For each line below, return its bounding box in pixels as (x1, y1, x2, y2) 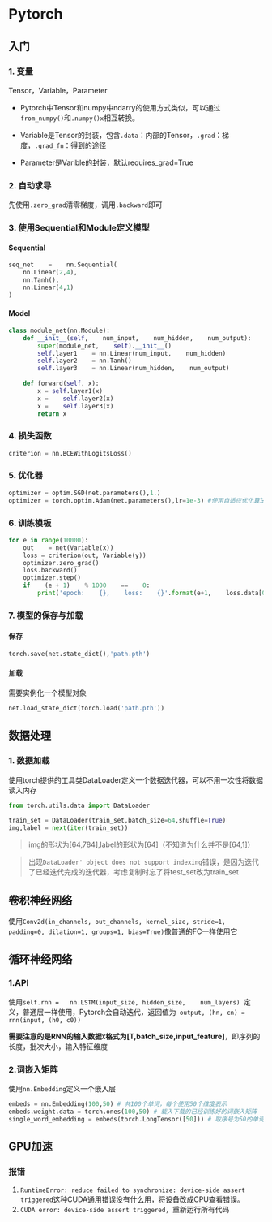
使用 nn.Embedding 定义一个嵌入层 (8, 1083, 116, 1093)
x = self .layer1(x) (37, 386, 104, 395)
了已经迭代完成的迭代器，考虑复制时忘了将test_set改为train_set (28, 867, 239, 877)
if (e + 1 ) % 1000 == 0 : (23, 581, 151, 589)
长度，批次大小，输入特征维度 (8, 1041, 108, 1051)
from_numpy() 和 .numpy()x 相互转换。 (19, 113, 140, 123)
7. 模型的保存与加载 (8, 610, 83, 621)
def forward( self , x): (23, 379, 100, 387)
